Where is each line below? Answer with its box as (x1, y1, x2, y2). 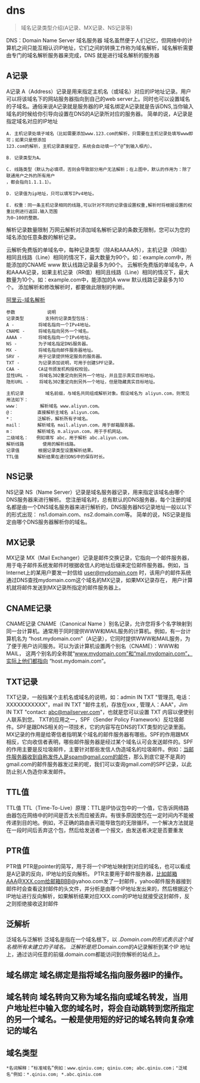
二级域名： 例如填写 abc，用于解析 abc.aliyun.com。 (6, 435, 132, 441)
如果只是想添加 (14, 137, 46, 143)
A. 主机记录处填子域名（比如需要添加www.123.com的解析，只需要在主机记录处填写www (6, 131, 189, 137)
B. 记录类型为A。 (6, 154, 43, 161)
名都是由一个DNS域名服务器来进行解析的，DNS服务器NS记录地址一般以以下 (6, 503, 192, 510)
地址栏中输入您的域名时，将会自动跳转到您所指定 (14, 1003, 194, 1014)
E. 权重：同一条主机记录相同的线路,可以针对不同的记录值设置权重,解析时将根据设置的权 (6, 202, 192, 208)
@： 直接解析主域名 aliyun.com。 (6, 409, 102, 415)
